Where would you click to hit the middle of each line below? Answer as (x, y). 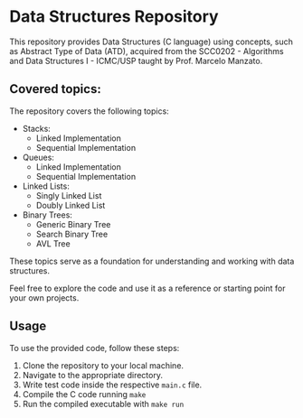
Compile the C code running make (84, 394)
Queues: (38, 157)
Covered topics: (55, 89)
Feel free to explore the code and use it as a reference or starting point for (147, 288)
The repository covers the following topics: (89, 111)
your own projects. (44, 297)
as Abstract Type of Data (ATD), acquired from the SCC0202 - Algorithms (147, 51)
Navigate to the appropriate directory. (92, 375)
